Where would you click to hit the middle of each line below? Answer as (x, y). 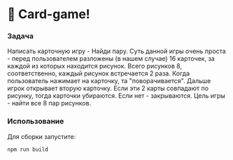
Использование (36, 122)
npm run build (28, 150)
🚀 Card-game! (49, 14)
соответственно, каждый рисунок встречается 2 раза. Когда (99, 73)
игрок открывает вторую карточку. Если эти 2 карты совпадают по (108, 88)
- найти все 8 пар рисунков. (49, 103)
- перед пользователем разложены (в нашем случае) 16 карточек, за (111, 59)
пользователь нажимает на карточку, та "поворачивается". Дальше (109, 81)
